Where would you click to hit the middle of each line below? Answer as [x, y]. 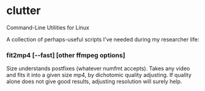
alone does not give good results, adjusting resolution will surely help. [94, 82]
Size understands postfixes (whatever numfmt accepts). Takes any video [98, 68]
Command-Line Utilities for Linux [48, 27]
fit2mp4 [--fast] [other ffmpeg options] [66, 55]
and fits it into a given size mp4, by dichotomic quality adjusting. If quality [99, 75]
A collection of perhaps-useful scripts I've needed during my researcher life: [103, 39]
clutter [24, 11]
